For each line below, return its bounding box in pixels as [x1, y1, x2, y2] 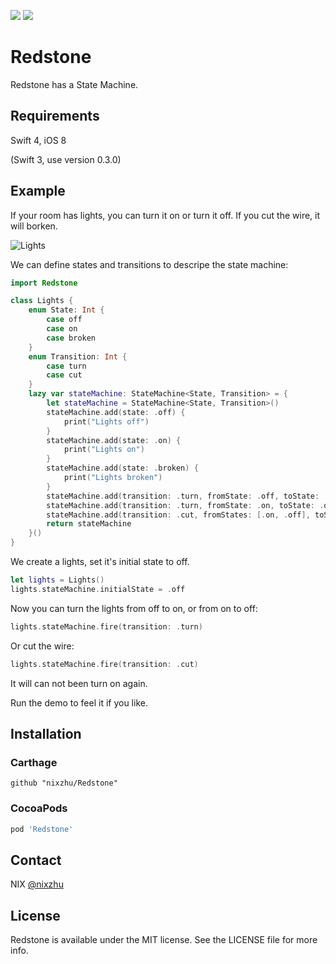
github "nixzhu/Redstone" [10, 778, 118, 789]
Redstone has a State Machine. [10, 78, 139, 90]
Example [10, 183, 66, 200]
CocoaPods [10, 801, 68, 815]
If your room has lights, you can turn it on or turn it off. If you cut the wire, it [10, 209, 321, 221]
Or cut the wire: [10, 640, 75, 652]
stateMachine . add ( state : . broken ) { [46, 463, 199, 474]
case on [46, 324, 78, 334]
